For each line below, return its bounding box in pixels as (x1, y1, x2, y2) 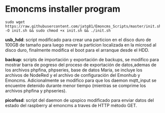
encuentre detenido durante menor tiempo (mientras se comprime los (5, 82, 146, 89)
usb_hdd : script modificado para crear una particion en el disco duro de (5, 37, 151, 43)
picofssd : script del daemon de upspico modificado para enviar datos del (5, 97, 154, 103)
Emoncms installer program (5, 3, 120, 15)
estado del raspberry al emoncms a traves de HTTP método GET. (5, 102, 137, 108)
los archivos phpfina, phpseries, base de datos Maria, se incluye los (5, 67, 142, 73)
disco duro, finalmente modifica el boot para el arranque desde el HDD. (5, 47, 149, 53)
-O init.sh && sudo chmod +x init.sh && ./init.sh (5, 28, 111, 33)
